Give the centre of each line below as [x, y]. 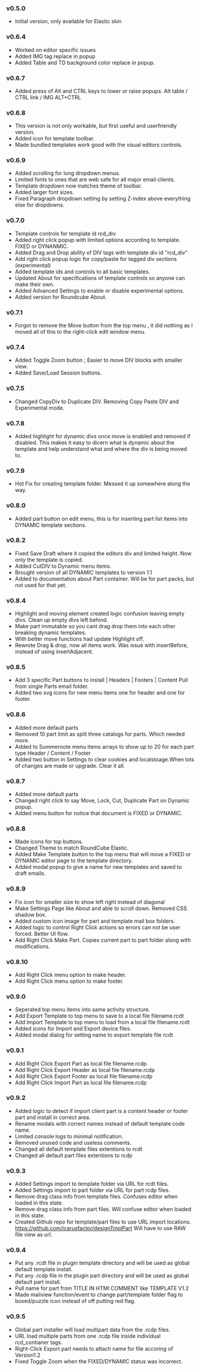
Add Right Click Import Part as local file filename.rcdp [81, 1083]
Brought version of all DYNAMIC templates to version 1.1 [83, 572]
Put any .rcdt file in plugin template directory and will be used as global [102, 1263]
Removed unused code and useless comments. [73, 1142]
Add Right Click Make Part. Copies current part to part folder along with [103, 940]
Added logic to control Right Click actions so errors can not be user [98, 927]
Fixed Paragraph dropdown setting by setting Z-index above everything [103, 199]
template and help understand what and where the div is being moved [101, 448]
